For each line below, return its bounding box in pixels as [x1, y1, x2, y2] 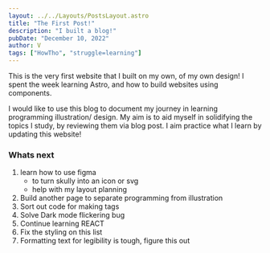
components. [8, 88, 52, 97]
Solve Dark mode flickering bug [19, 210, 125, 220]
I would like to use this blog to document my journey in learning [8, 104, 219, 113]
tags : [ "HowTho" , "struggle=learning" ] [8, 49, 142, 57]
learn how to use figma [19, 168, 96, 178]
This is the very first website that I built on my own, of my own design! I [8, 71, 244, 80]
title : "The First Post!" [8, 19, 95, 27]
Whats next [8, 149, 55, 161]
